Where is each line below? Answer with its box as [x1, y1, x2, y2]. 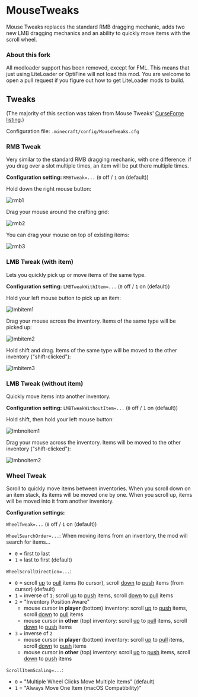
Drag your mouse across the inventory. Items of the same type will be [6, 317, 176, 324]
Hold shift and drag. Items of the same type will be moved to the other [6, 346, 177, 354]
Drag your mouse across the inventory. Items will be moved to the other [6, 439, 181, 446]
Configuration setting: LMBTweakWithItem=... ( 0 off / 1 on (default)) [6, 283, 170, 290]
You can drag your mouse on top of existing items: [6, 231, 129, 238]
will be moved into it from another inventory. [6, 497, 114, 505]
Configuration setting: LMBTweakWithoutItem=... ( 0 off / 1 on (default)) [6, 404, 178, 411]
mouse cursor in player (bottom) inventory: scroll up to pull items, [23, 636, 184, 644]
